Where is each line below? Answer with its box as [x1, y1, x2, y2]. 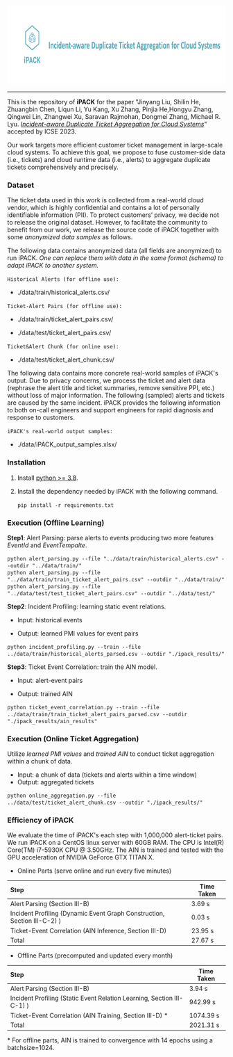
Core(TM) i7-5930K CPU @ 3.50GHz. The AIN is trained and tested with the [7, 846, 224, 854]
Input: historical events [17, 615, 83, 624]
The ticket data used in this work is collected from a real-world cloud [7, 196, 204, 204]
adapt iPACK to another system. [7, 261, 99, 270]
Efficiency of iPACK [7, 816, 74, 825]
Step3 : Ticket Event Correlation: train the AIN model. [7, 663, 157, 671]
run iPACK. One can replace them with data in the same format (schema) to [7, 254, 224, 262]
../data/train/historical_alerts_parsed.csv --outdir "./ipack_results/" [7, 650, 225, 657]
